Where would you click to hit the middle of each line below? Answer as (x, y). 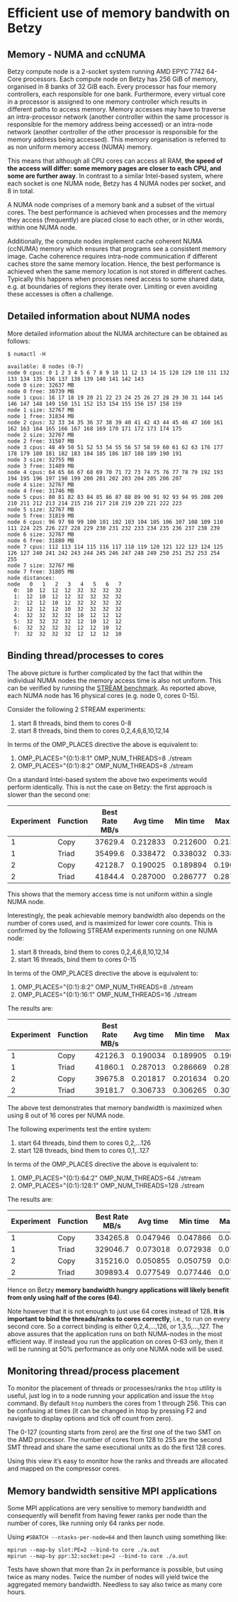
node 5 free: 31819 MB (41, 516)
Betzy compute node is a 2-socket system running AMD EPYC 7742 (106, 71)
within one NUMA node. (42, 227)
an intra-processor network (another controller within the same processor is (118, 117)
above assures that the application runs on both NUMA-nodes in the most (115, 1333)
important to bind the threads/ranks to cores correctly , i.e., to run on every (119, 1318)
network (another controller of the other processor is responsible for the (113, 132)
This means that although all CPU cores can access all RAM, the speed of (115, 161)
